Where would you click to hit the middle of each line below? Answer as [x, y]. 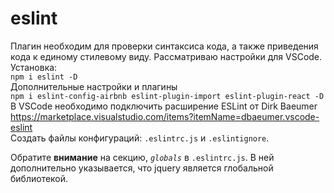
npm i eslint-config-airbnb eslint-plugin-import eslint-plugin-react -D [167, 96]
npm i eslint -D [44, 77]
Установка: [34, 67]
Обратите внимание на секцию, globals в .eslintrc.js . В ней [142, 157]
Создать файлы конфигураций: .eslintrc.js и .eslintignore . [140, 138]
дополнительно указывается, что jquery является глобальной [142, 168]
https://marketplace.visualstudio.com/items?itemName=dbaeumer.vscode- [165, 116]
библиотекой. [39, 178]
